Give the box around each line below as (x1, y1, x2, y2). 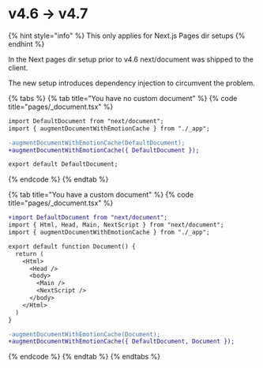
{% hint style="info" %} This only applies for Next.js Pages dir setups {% (8, 31, 246, 40)
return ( (15, 250, 44, 257)
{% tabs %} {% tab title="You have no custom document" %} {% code (8, 93, 238, 103)
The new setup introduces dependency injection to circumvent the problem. (8, 78, 255, 88)
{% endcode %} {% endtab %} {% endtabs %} (8, 352, 160, 362)
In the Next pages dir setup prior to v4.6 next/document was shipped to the (8, 54, 254, 64)
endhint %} (8, 39, 45, 48)
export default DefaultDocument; (8, 160, 118, 168)
